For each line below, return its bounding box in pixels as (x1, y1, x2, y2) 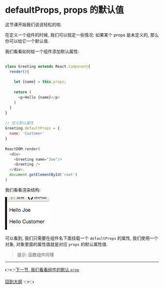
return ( (14, 90, 32, 95)
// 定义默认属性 (5, 121, 34, 126)
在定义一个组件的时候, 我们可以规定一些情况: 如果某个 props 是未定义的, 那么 (5, 32, 159, 38)
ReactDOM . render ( (5, 146, 41, 152)
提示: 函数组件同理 (17, 251, 54, 257)
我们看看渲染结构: (5, 187, 41, 193)
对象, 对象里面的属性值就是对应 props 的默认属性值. (5, 241, 108, 247)
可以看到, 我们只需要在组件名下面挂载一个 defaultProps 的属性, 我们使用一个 (5, 235, 159, 241)
